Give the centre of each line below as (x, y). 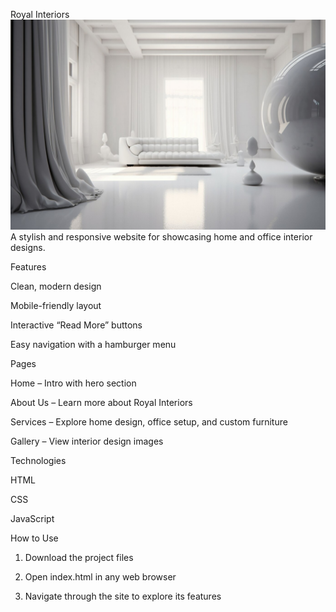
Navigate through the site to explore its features (123, 596)
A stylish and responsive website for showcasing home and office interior (161, 236)
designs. (28, 247)
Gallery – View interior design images (87, 441)
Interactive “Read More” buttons (76, 325)
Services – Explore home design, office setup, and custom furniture (149, 421)
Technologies (38, 460)
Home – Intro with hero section (73, 383)
